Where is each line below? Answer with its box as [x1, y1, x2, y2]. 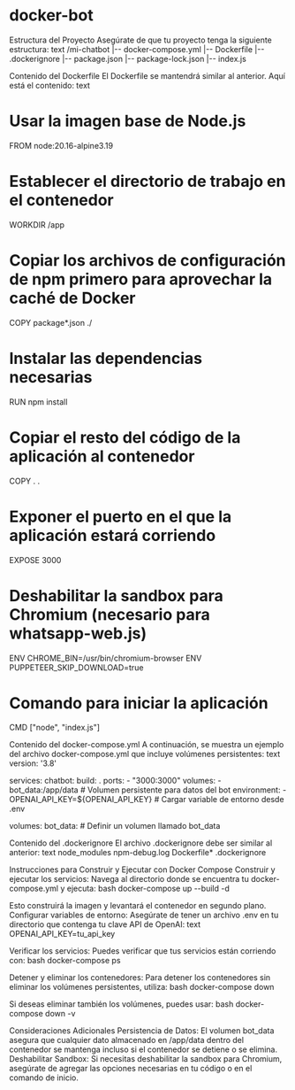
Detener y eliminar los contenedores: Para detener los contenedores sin [9, 972, 271, 983]
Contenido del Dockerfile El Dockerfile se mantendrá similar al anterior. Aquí [9, 70, 285, 81]
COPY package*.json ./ [9, 317, 93, 328]
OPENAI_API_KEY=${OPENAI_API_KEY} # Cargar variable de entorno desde [9, 794, 284, 805]
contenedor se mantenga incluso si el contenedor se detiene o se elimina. [9, 1044, 278, 1055]
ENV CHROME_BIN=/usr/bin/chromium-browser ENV [9, 653, 202, 663]
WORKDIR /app [9, 219, 64, 230]
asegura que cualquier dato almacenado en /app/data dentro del [9, 1035, 245, 1046]
